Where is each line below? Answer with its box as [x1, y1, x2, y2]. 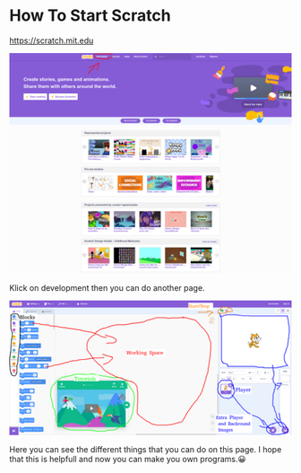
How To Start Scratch [9, 5, 172, 26]
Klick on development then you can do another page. [9, 282, 205, 293]
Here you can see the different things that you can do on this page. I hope [9, 444, 282, 455]
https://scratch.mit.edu [9, 35, 94, 46]
